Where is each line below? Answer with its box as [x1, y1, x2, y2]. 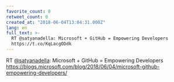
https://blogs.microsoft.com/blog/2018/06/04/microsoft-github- [6, 63, 160, 70]
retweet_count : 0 [6, 14, 48, 20]
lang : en [6, 24, 27, 31]
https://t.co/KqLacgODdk [11, 41, 72, 47]
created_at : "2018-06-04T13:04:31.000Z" [6, 19, 106, 25]
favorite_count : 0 [6, 8, 51, 15]
